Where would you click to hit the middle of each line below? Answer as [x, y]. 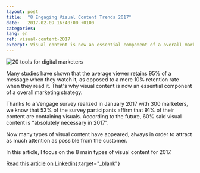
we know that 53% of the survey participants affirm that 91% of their [90, 110]
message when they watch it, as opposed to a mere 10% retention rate [93, 79]
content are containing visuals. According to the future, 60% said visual [94, 116]
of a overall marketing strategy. [44, 92]
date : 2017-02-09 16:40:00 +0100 [50, 23]
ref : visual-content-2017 [38, 39]
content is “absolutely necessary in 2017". [57, 122]
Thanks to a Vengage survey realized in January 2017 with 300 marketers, [97, 103]
